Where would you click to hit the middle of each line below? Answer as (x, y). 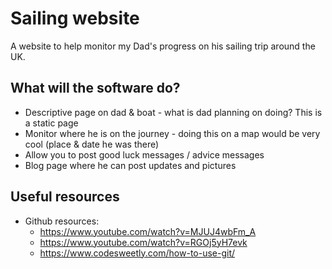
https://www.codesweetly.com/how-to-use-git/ (137, 253)
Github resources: (62, 221)
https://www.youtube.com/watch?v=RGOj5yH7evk (143, 242)
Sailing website (75, 18)
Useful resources (65, 197)
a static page (51, 123)
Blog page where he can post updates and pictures (130, 165)
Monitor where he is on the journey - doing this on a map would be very (172, 133)
